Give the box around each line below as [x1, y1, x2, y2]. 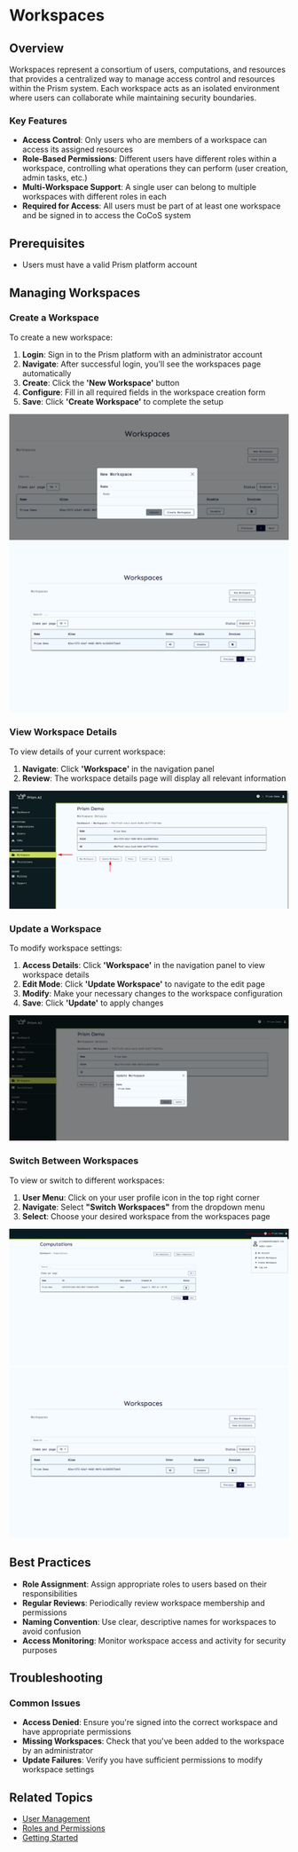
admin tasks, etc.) [21, 172, 88, 183]
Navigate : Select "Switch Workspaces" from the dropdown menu [21, 1202, 265, 1212]
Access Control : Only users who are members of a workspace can [21, 135, 268, 146]
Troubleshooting [9, 1670, 104, 1686]
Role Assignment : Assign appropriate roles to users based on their [21, 1579, 268, 1589]
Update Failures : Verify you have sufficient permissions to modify [21, 1754, 263, 1766]
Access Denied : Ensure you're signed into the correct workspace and [21, 1717, 278, 1728]
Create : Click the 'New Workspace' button [21, 377, 180, 388]
